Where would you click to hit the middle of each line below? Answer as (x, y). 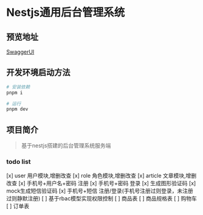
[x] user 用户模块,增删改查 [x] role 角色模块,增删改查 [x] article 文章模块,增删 (101, 176)
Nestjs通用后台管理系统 (66, 12)
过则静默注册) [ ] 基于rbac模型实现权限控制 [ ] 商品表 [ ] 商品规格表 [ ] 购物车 (102, 199)
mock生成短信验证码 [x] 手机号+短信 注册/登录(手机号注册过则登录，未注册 (100, 191)
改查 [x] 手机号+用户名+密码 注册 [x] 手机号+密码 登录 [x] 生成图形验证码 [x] (101, 183)
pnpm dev (17, 109)
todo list (19, 162)
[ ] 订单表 (18, 206)
